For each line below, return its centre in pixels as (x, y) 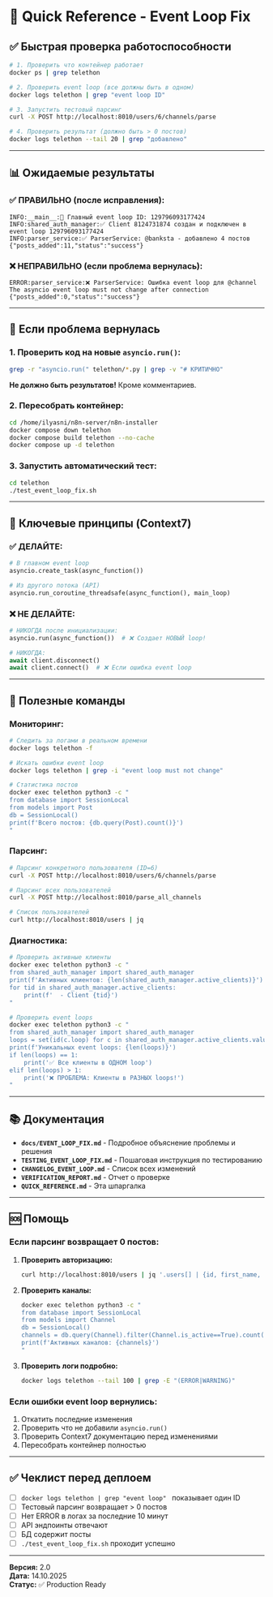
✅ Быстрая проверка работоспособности (120, 47)
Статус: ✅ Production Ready (58, 1585)
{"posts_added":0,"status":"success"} (75, 297)
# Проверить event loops (51, 1018)
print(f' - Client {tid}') (71, 995)
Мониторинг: (36, 724)
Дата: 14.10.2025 (38, 1576)
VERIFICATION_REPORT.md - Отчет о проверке (96, 1177)
